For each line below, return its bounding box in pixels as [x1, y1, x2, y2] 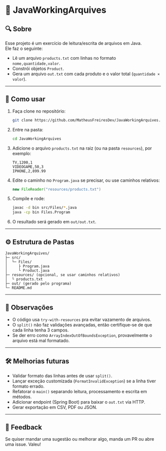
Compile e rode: [12, 196, 45, 202]
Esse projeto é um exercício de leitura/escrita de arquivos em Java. [5, 41, 142, 46]
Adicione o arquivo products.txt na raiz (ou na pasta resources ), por [12, 145, 152, 151]
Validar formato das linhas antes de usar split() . [12, 372, 113, 378]
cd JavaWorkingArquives [12, 136, 62, 141]
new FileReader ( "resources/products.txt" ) [12, 187, 101, 192]
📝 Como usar [5, 95, 45, 103]
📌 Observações [5, 303, 53, 312]
